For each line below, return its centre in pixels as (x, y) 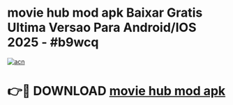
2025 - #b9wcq (53, 42)
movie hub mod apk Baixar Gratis (105, 13)
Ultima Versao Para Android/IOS (102, 27)
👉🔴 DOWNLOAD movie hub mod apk (116, 91)
